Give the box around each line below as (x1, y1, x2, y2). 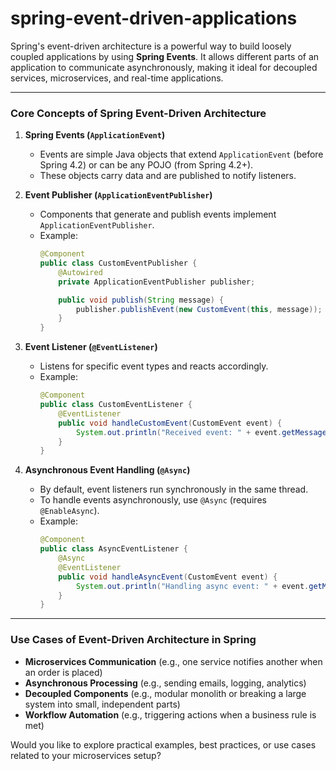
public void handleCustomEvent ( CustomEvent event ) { (58, 418, 283, 428)
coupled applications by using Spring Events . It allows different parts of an (10, 50, 320, 62)
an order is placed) (24, 666, 103, 678)
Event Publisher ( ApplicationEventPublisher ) (24, 189, 213, 201)
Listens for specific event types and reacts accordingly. (39, 360, 269, 372)
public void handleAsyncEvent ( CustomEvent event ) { (58, 572, 278, 582)
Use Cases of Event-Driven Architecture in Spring (10, 633, 257, 647)
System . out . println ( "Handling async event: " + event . (75, 581, 310, 591)
